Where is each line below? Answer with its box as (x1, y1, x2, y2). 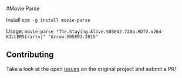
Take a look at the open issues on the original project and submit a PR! (6, 65, 176, 72)
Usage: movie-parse (6, 28, 54, 35)
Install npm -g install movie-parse (6, 16, 90, 23)
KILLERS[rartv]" (6, 34, 46, 40)
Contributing (6, 50, 54, 60)
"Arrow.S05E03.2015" (48, 34, 99, 40)
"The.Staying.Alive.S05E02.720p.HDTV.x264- (56, 29, 164, 35)
